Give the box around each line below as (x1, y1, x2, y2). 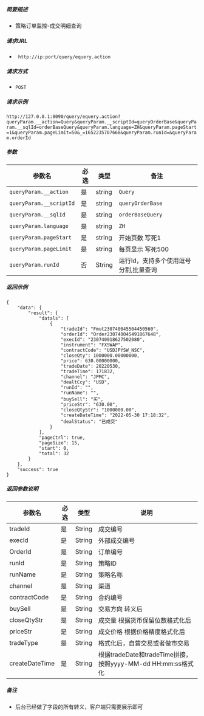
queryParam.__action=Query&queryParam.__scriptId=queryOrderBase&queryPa (6, 119, 197, 125)
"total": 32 (38, 450, 69, 456)
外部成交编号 (98, 536, 135, 545)
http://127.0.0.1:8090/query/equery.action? (6, 113, 121, 120)
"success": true (17, 466, 59, 472)
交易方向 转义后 (98, 605, 143, 613)
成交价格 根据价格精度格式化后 (98, 627, 185, 636)
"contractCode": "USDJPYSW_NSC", (60, 347, 146, 353)
